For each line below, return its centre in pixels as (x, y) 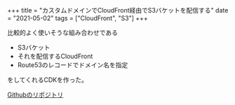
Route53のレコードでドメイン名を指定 (73, 65)
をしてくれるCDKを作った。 (47, 80)
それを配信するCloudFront (55, 56)
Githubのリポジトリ (35, 94)
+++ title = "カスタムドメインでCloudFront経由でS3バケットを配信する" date (118, 10)
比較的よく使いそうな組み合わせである (62, 33)
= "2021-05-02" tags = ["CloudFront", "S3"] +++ (78, 18)
